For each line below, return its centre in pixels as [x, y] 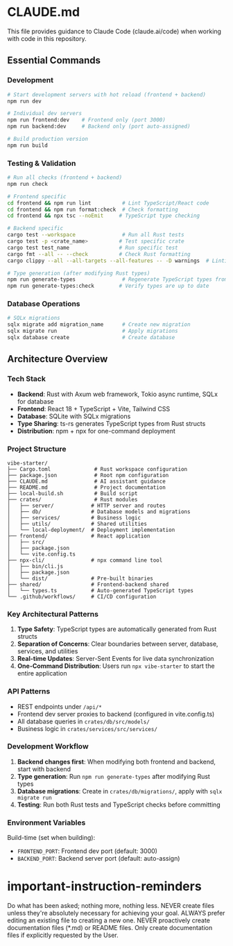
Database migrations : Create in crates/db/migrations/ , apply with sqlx [120, 791]
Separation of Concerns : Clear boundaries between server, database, [118, 644]
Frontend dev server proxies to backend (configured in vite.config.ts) [116, 714]
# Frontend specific [37, 196]
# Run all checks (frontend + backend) [65, 178]
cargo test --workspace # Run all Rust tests [96, 235]
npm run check [28, 184]
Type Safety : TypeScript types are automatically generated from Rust [117, 629]
